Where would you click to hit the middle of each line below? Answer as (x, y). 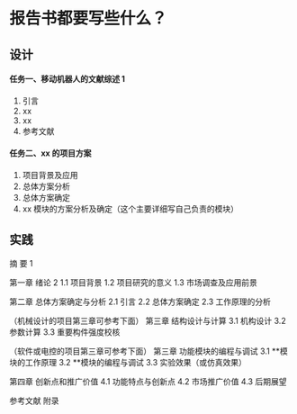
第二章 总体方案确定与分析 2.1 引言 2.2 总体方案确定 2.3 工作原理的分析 (140, 301)
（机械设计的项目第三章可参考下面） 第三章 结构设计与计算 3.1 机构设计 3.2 (148, 320)
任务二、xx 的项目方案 (50, 153)
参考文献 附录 (34, 400)
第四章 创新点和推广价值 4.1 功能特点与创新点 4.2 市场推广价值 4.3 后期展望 (148, 381)
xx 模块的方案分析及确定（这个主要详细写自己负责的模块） (130, 209)
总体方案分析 (46, 186)
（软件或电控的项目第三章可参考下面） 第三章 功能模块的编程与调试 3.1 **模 (148, 351)
